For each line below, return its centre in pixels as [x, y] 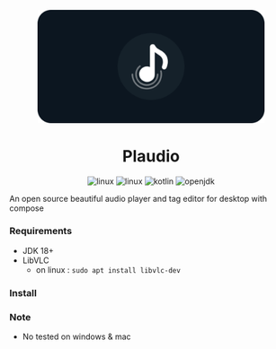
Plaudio [151, 156]
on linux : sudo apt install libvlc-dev [108, 269]
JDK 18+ [38, 250]
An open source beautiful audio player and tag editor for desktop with [138, 198]
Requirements [41, 231]
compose [27, 208]
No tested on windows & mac [77, 336]
